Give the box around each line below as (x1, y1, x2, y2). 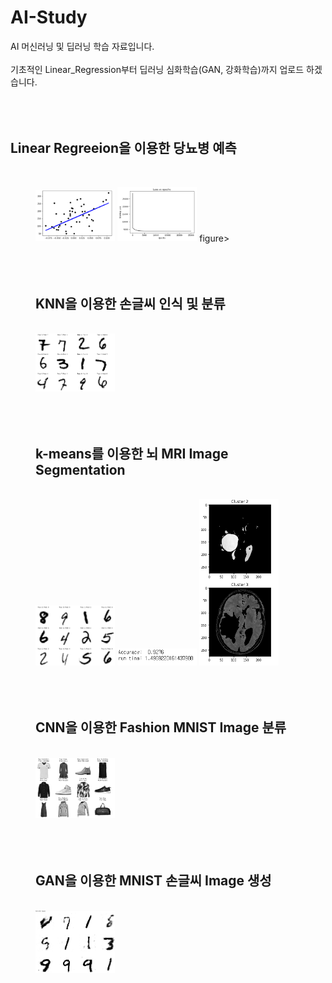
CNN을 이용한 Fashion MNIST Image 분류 (35, 719, 287, 736)
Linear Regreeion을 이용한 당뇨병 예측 (10, 140, 237, 157)
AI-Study (10, 6, 88, 29)
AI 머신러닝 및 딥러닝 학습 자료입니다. (10, 40, 155, 52)
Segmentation (35, 462, 126, 479)
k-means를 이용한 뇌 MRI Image (35, 446, 229, 463)
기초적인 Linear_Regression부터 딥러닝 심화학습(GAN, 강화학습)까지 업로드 (10, 63, 305, 75)
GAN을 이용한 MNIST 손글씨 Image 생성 (35, 872, 272, 889)
